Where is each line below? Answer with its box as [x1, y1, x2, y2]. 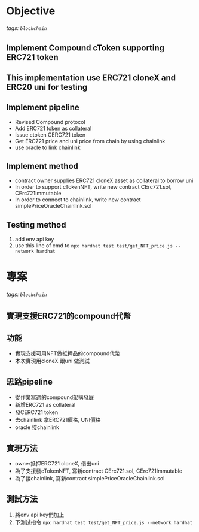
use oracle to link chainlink [14, 144, 81, 151]
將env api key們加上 [14, 511, 65, 518]
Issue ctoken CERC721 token [14, 131, 85, 138]
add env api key [14, 235, 54, 243]
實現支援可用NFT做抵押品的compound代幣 [14, 350, 121, 357]
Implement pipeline [6, 102, 79, 113]
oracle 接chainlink [14, 424, 60, 431]
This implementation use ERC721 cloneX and [6, 72, 176, 83]
